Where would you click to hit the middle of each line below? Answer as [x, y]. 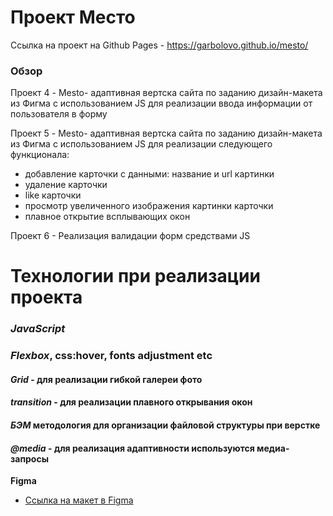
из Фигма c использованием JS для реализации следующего [141, 144]
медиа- [273, 448]
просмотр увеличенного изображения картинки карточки [149, 206]
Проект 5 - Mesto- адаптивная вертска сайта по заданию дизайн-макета [166, 133]
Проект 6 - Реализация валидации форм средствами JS [130, 236]
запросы [29, 458]
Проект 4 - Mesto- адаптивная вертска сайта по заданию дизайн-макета [166, 93]
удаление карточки [66, 185]
